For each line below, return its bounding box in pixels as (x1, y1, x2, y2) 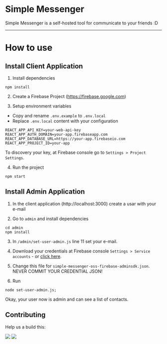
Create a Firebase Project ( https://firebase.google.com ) (12, 93, 126, 99)
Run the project (12, 164, 44, 170)
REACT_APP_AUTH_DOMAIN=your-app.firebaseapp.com (5, 132, 108, 137)
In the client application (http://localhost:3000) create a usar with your (12, 201, 157, 207)
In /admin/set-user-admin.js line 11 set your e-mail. (12, 238, 118, 244)
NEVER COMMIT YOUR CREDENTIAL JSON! (12, 268, 103, 274)
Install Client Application (5, 62, 83, 70)
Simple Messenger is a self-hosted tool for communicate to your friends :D (5, 20, 158, 26)
